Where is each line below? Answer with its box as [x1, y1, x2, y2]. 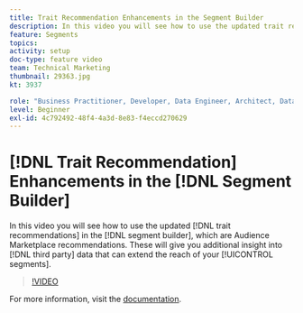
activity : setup [9, 47, 70, 56]
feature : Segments [9, 30, 78, 39]
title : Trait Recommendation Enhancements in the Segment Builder [9, 13, 264, 23]
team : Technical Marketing [9, 64, 111, 73]
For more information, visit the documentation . [9, 294, 182, 305]
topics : [9, 38, 39, 48]
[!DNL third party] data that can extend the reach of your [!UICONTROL [9, 249, 273, 260]
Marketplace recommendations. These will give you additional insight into [9, 240, 282, 251]
